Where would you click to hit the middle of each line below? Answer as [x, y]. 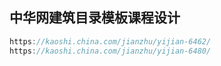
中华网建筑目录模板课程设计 [95, 18]
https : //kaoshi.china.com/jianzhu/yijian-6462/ [110, 41]
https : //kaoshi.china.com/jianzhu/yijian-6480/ [110, 51]
